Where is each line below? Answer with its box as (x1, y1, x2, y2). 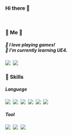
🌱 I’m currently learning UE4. (5, 47, 67, 53)
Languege (5, 86, 27, 92)
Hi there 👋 (5, 5, 30, 12)
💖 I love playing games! (5, 41, 56, 48)
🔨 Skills (5, 74, 24, 81)
